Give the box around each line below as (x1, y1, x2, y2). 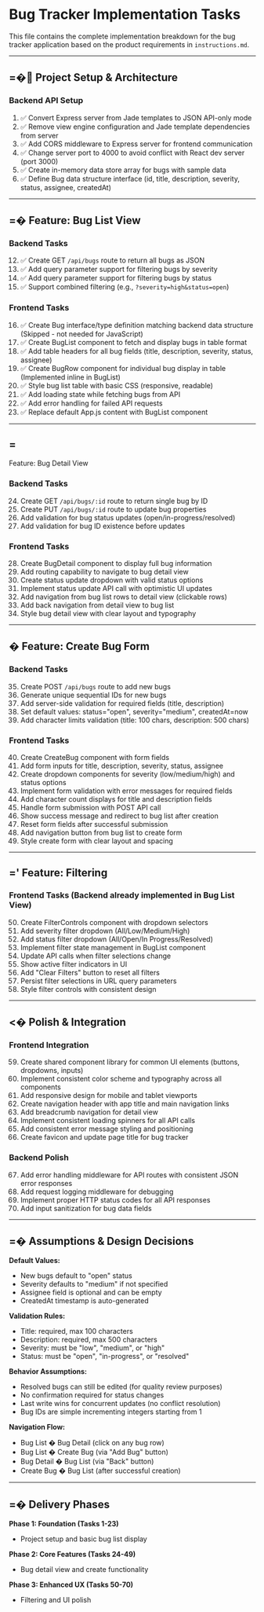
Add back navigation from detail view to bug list (20, 600, 175, 610)
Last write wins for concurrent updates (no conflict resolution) (20, 1399, 221, 1408)
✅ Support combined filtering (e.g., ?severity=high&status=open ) (20, 282, 230, 292)
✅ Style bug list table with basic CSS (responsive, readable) (20, 380, 214, 390)
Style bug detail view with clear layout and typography (20, 609, 197, 619)
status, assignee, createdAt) (20, 182, 112, 192)
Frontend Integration (9, 1040, 89, 1050)
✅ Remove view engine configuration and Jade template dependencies (20, 122, 250, 131)
